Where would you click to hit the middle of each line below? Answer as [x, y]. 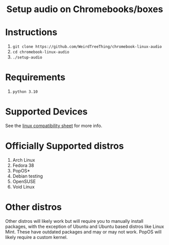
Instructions [31, 33]
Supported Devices [46, 112]
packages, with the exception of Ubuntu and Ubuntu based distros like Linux [85, 226]
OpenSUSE [24, 181]
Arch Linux [24, 160]
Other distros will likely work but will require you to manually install [74, 221]
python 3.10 [25, 92]
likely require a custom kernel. [37, 237]
